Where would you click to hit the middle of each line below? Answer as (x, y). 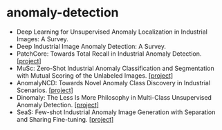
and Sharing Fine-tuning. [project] (65, 119)
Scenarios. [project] (45, 90)
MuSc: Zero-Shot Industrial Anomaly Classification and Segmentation (115, 68)
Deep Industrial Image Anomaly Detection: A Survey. (91, 46)
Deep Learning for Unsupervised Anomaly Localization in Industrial (112, 32)
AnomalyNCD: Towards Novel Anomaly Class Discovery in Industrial (113, 83)
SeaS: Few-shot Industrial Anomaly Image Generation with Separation (116, 112)
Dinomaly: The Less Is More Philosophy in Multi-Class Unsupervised (114, 97)
